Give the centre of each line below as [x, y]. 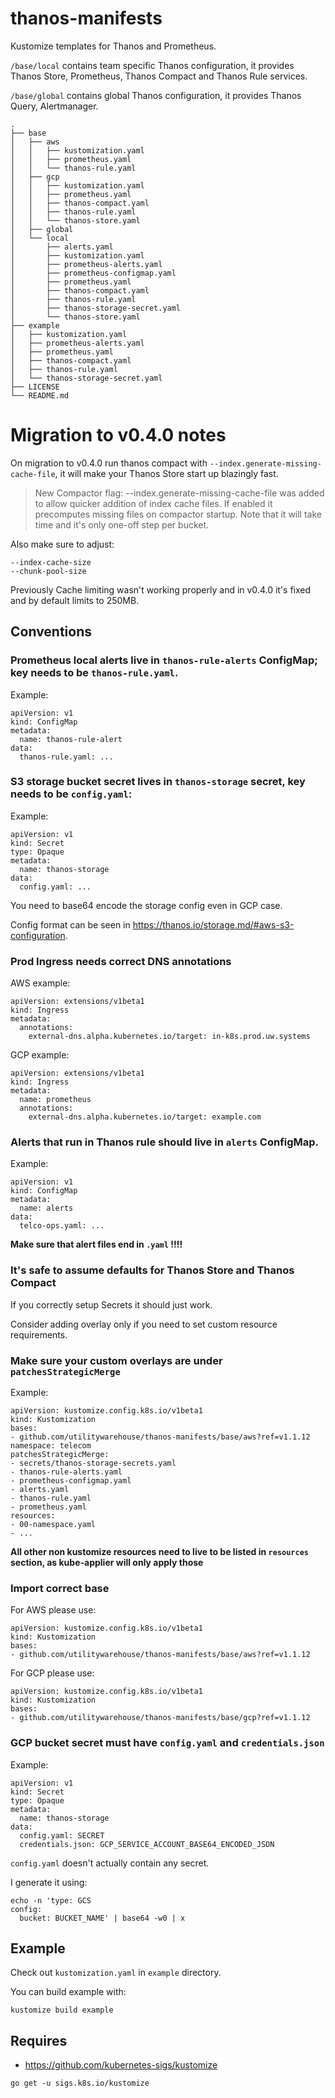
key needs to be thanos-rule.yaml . [94, 673]
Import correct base [60, 1588]
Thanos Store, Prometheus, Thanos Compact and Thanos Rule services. [159, 76]
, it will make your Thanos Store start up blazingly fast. [166, 473]
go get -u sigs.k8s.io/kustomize [80, 2083]
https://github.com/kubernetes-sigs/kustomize [121, 2065]
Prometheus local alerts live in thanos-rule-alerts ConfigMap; [164, 660]
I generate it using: [49, 1882]
